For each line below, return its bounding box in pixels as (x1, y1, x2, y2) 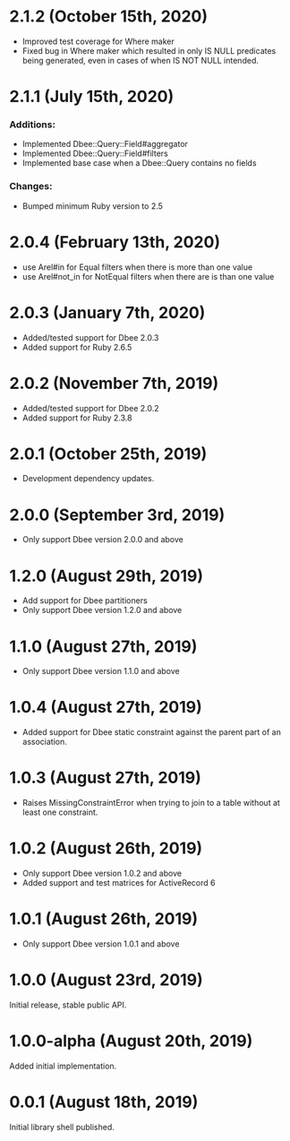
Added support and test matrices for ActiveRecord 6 (21, 877, 216, 888)
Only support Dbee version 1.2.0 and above (21, 605, 183, 616)
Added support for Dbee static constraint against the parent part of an (21, 727, 282, 738)
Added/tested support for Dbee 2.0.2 (21, 402, 159, 413)
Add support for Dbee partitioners (21, 595, 148, 606)
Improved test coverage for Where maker (21, 36, 175, 47)
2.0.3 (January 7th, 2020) (9, 302, 206, 323)
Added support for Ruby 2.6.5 (21, 341, 132, 352)
